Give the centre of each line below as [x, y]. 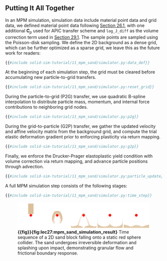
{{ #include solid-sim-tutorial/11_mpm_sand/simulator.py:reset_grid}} [80, 87]
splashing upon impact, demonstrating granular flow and [76, 248]
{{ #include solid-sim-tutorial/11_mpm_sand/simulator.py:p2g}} [72, 117]
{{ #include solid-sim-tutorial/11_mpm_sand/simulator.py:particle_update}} [85, 176]
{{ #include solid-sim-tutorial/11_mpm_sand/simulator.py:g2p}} [72, 147]
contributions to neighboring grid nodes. [46, 107]
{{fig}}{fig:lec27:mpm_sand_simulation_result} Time [73, 232]
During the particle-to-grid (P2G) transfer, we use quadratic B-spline [75, 97]
